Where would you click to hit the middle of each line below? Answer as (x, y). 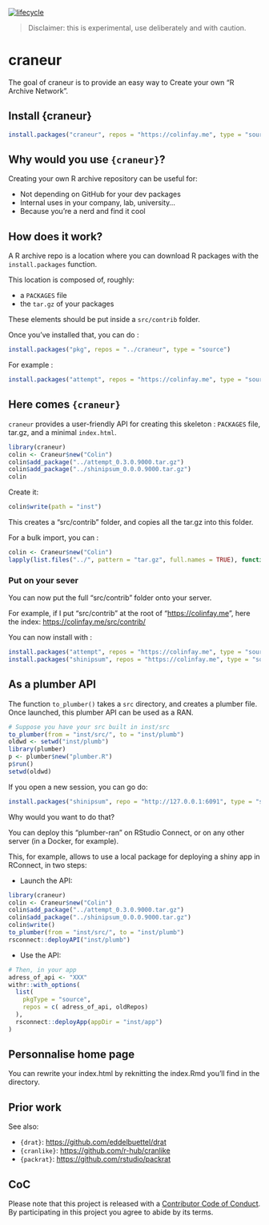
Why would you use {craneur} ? (87, 160)
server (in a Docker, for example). (64, 840)
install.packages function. (53, 264)
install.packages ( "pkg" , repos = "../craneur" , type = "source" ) (119, 350)
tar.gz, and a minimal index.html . (63, 432)
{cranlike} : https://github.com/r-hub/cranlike (95, 1150)
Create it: (23, 492)
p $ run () (21, 764)
